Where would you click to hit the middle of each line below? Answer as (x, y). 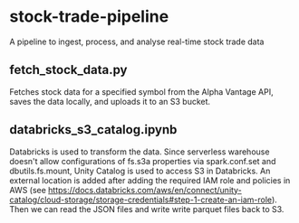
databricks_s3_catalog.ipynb (93, 130)
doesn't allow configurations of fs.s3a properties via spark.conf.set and (143, 161)
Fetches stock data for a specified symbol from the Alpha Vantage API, (141, 91)
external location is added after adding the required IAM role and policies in (150, 180)
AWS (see (28, 190)
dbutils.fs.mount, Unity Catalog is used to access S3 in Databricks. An (140, 171)
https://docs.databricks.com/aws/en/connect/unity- (145, 190)
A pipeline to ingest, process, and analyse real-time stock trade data (137, 42)
